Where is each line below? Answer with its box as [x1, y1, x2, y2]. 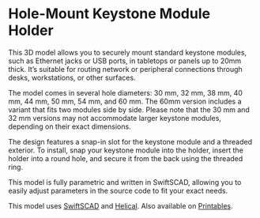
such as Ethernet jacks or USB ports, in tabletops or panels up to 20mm [8, 56, 242, 66]
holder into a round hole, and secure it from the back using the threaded [8, 153, 243, 163]
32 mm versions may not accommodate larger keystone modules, [8, 113, 221, 122]
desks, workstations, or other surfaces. [8, 73, 136, 82]
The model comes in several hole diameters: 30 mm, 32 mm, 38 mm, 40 [8, 88, 243, 97]
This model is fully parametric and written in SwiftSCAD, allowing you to [8, 177, 242, 186]
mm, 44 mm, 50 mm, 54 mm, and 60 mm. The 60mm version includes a [8, 96, 243, 106]
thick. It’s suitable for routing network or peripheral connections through [8, 64, 243, 73]
